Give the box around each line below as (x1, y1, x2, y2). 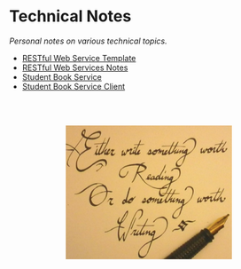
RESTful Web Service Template (21, 52, 136, 63)
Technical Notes (9, 6, 132, 27)
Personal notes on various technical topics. (9, 36, 167, 46)
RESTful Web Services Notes (21, 62, 128, 73)
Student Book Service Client (21, 81, 126, 91)
